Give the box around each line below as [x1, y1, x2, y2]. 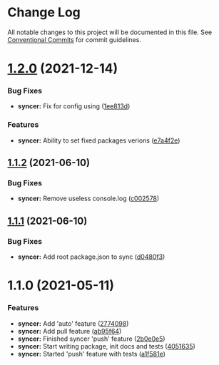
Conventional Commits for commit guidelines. [7, 35, 141, 43]
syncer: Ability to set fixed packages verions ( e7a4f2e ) [17, 136, 180, 145]
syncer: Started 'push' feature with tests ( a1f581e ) [17, 349, 166, 358]
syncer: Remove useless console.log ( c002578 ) [17, 194, 160, 203]
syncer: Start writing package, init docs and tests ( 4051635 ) [17, 341, 196, 350]
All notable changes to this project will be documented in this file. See [7, 28, 213, 36]
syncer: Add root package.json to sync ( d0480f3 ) [17, 252, 165, 261]
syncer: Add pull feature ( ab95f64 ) [17, 327, 122, 335]
